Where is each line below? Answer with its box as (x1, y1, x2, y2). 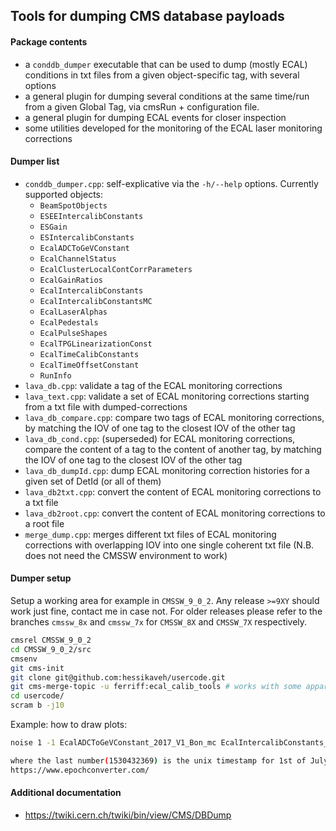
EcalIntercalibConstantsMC (39, 296, 153, 306)
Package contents (10, 35, 88, 48)
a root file (24, 517, 65, 529)
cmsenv (10, 654, 38, 664)
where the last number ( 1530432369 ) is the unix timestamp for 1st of (10, 755, 307, 766)
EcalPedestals (39, 317, 99, 328)
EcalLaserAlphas (39, 307, 108, 317)
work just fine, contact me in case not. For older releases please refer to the (10, 605, 323, 617)
